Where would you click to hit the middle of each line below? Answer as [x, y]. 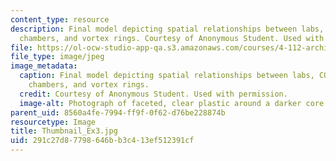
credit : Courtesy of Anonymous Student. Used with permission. [153, 94]
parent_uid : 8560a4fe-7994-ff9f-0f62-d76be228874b [118, 112]
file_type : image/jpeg [57, 57]
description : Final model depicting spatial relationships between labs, [167, 29]
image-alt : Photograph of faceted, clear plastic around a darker [160, 103]
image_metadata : [44, 66]
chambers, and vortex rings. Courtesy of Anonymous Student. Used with [172, 38]
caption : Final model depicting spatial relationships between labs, [167, 76]
